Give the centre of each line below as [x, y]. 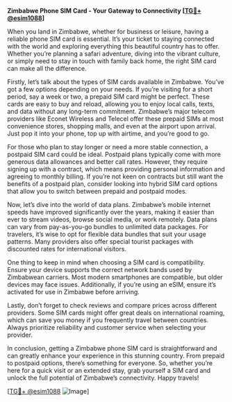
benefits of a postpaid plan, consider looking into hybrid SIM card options [112, 184]
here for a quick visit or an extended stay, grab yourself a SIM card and [109, 370]
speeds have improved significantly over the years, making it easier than [111, 212]
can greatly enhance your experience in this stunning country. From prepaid [116, 355]
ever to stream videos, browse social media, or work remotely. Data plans [112, 219]
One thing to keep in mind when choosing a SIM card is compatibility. [106, 262]
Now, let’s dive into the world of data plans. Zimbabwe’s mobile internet [109, 204]
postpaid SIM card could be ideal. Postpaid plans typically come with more [114, 154]
